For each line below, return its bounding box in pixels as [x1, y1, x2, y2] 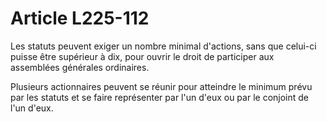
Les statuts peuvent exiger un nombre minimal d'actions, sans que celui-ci [10, 40, 317, 52]
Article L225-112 [10, 7, 150, 30]
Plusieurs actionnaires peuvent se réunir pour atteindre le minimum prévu [10, 80, 313, 92]
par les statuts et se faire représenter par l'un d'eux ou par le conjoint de [10, 91, 309, 103]
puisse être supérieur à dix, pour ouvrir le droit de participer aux [10, 50, 275, 62]
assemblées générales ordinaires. [10, 61, 150, 73]
